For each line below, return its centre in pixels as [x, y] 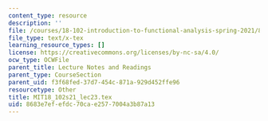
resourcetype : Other [43, 90]
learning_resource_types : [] [57, 45]
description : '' [35, 23]
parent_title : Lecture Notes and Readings [80, 68]
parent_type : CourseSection [55, 75]
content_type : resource [48, 16]
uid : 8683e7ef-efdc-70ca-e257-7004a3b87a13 [82, 104]
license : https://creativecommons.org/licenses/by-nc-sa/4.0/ [114, 53]
